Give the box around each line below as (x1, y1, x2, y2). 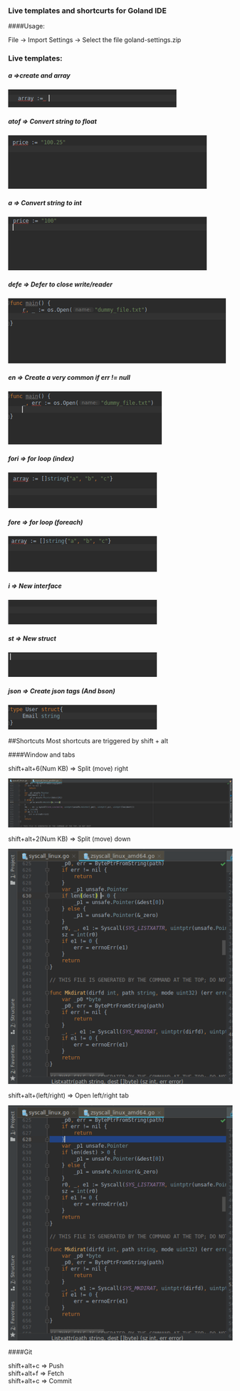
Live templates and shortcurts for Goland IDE (8, 6, 167, 16)
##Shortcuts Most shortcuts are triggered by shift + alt (8, 736, 169, 745)
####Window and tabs (8, 750, 75, 759)
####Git (8, 1348, 33, 1356)
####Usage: (8, 22, 45, 31)
